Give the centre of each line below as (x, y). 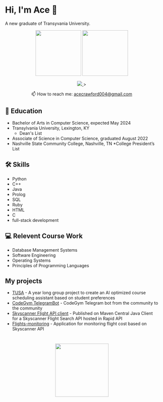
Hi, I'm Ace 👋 (31, 10)
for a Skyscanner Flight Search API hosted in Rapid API (67, 319)
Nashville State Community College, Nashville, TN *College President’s (83, 144)
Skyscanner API (28, 329)
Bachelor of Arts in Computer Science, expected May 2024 (71, 123)
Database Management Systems (45, 250)
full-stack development (35, 220)
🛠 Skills (18, 165)
